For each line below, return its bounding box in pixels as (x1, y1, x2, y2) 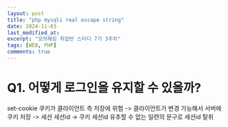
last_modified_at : (7, 29, 60, 36)
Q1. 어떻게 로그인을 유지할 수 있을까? (7, 80, 201, 96)
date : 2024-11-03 (7, 23, 57, 30)
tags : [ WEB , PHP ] (7, 42, 57, 49)
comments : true (7, 49, 51, 56)
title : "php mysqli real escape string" (7, 16, 125, 23)
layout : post (7, 10, 45, 17)
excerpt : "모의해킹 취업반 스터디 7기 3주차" (7, 36, 121, 43)
